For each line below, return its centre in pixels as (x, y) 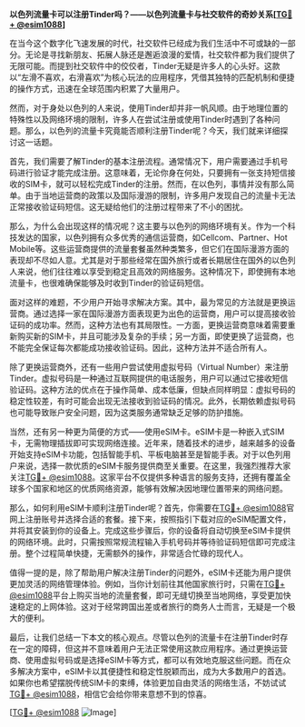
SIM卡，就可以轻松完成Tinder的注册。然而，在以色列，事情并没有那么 (156, 184)
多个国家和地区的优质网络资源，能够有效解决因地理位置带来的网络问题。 (152, 488)
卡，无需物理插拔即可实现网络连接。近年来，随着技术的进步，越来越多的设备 (152, 443)
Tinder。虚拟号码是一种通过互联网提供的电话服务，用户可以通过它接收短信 (149, 378)
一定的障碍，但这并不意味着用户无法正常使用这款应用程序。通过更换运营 (152, 648)
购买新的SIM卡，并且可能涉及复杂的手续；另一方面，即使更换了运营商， (152, 336)
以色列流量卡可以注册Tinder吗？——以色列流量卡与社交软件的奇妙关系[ (143, 14)
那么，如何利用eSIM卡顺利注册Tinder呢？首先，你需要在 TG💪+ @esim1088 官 (152, 508)
